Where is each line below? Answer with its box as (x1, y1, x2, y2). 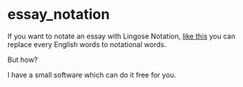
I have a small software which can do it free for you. (7, 70, 177, 79)
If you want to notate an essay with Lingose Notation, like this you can (7, 31, 236, 41)
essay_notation (7, 5, 110, 24)
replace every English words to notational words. (7, 39, 167, 49)
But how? (7, 55, 38, 64)
